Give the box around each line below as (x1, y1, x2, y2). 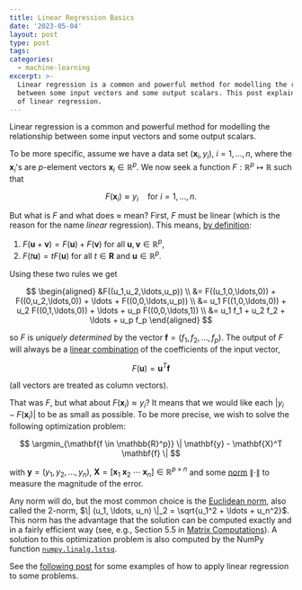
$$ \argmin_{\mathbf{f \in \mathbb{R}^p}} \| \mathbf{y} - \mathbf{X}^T (19, 438, 283, 449)
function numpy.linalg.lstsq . (9, 543, 118, 554)
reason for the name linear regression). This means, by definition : (9, 219, 252, 230)
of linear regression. (17, 96, 102, 106)
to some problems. (9, 570, 79, 581)
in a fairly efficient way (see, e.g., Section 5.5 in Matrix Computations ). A (9, 524, 278, 535)
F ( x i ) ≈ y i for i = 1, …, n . (104, 191, 198, 203)
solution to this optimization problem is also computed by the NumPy (9, 534, 264, 545)
